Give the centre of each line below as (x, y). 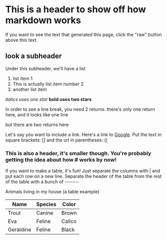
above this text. (22, 40)
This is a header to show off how (76, 9)
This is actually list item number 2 (48, 84)
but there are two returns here (37, 125)
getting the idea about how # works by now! (61, 159)
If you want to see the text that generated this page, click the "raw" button (84, 34)
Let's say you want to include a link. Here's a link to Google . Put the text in (83, 134)
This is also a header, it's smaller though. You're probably (78, 153)
